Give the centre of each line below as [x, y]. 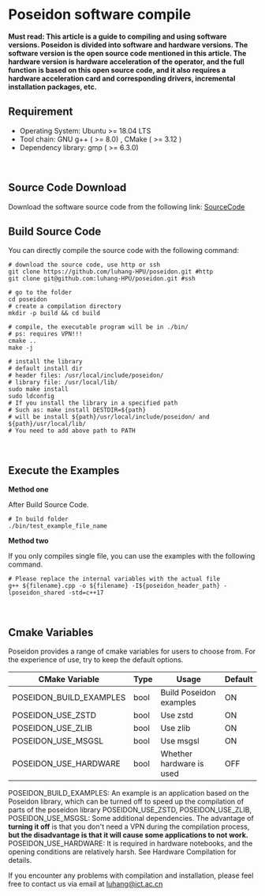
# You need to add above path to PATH [72, 431]
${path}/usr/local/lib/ [47, 424]
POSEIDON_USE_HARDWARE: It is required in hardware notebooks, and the [131, 843]
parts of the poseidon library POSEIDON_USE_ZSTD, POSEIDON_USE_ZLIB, [130, 810]
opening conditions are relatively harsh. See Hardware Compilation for [122, 852]
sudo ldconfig [32, 397]
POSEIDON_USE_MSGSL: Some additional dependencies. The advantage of [131, 818]
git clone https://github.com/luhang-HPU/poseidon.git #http [111, 272]
